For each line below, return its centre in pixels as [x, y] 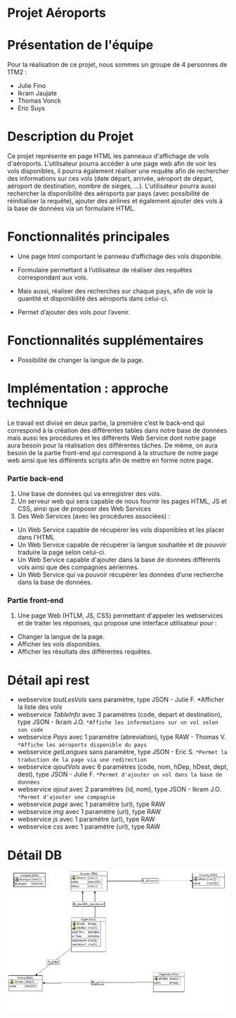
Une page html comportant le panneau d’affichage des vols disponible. [120, 256]
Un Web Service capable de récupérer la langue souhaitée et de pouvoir [122, 545]
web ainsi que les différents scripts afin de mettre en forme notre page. [110, 460]
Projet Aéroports [57, 13]
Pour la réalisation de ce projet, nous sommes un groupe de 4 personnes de [117, 65]
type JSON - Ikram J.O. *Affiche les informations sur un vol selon [118, 722]
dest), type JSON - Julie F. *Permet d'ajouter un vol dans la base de [120, 775]
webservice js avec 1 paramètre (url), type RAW [86, 819]
